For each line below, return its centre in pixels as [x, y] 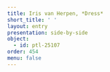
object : [18, 39]
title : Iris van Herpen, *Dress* [55, 13]
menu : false [24, 58]
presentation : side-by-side [48, 33]
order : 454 [23, 52]
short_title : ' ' [32, 20]
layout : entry [28, 26]
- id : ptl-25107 [37, 45]
